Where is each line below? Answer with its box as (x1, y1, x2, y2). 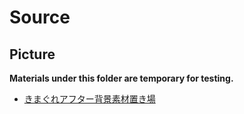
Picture (9, 46, 56, 63)
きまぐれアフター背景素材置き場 (23, 93, 156, 105)
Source (9, 6, 71, 29)
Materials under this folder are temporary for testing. (9, 72, 234, 84)
